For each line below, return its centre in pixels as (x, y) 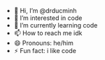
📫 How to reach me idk (48, 33)
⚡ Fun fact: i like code (45, 51)
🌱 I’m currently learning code (56, 25)
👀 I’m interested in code (48, 18)
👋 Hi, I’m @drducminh (45, 11)
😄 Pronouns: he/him (43, 43)
